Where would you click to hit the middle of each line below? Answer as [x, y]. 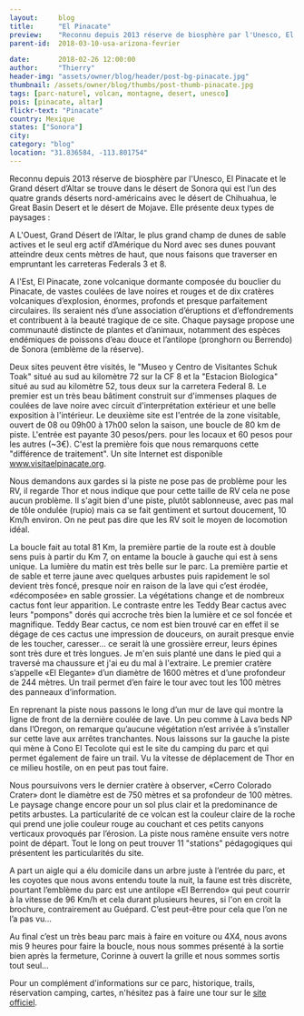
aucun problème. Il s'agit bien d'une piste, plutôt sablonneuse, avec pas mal [152, 500]
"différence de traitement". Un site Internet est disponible [116, 453]
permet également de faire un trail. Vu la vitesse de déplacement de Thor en [152, 758]
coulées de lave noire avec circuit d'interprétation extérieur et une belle [143, 405]
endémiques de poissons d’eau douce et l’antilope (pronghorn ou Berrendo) [151, 339]
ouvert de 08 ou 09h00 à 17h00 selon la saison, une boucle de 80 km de [145, 425]
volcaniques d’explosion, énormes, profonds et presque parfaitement [138, 300]
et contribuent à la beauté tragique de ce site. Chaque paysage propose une [152, 320]
